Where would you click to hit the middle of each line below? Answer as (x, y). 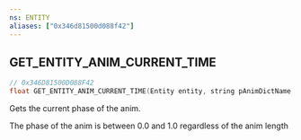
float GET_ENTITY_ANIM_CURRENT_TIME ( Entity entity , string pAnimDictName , (152, 92)
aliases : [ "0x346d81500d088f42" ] (72, 26)
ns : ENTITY (30, 17)
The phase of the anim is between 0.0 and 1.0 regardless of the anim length (149, 126)
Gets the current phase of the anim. (75, 109)
